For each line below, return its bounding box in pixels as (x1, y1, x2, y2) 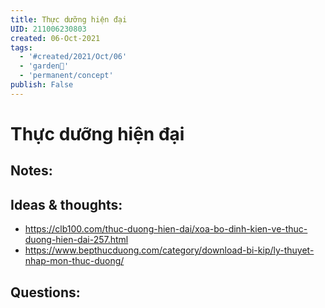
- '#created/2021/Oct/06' (19, 52, 128, 62)
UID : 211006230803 (10, 24, 87, 34)
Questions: (10, 284, 81, 301)
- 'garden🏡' (19, 61, 70, 71)
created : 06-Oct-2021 (10, 33, 101, 43)
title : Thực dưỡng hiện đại (10, 14, 128, 25)
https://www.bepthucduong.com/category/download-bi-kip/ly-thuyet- (24, 244, 315, 256)
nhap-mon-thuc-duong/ (24, 255, 125, 267)
